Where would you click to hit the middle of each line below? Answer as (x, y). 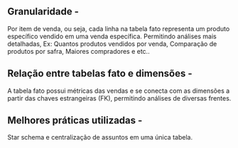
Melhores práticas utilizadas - (75, 121)
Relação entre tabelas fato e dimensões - (100, 74)
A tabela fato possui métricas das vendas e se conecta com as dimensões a (119, 91)
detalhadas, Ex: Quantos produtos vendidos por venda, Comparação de (112, 44)
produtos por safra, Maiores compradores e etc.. (79, 51)
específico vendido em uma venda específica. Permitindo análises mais (112, 36)
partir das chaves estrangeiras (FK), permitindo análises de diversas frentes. (119, 98)
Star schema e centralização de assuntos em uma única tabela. (100, 137)
